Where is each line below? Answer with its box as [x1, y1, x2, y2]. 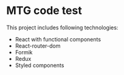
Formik [15, 48, 33, 55]
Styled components [15, 62, 64, 69]
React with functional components [15, 35, 102, 43]
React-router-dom [15, 42, 61, 49]
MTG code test [6, 4, 82, 18]
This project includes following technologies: [6, 24, 119, 31]
